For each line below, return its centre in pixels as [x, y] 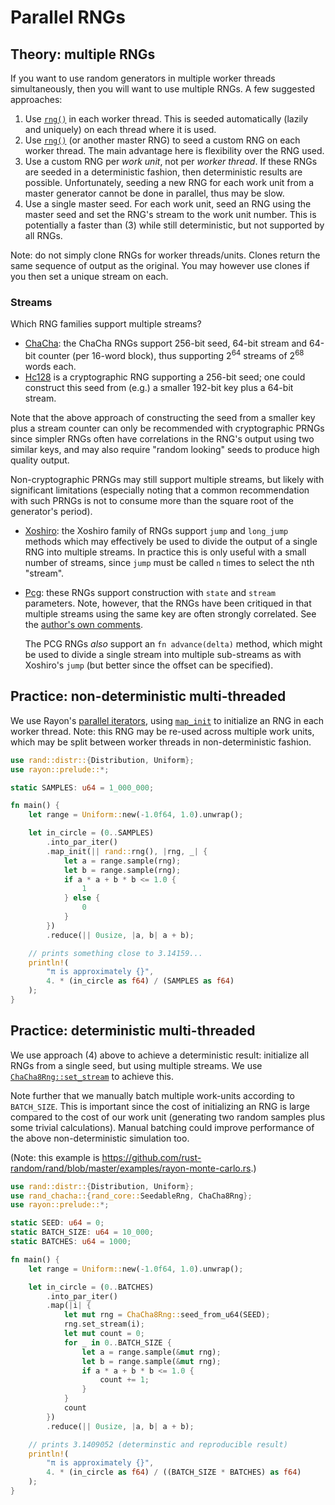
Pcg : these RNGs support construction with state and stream [150, 592]
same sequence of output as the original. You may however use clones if [160, 265]
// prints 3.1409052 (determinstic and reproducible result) [158, 1444]
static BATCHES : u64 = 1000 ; [71, 1242]
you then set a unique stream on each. [89, 276]
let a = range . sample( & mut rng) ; [151, 1352]
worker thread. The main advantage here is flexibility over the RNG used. [174, 150]
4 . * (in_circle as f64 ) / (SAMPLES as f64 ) [140, 981]
